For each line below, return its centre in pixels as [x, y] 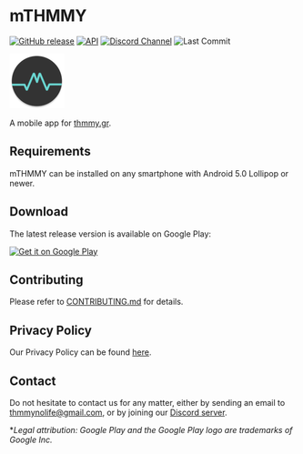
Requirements [50, 151]
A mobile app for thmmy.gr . [61, 123]
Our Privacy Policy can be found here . [81, 352]
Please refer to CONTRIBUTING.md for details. [96, 302]
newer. [22, 183]
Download [39, 212]
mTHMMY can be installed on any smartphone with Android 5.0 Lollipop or [149, 173]
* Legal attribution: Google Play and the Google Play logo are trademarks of [151, 430]
